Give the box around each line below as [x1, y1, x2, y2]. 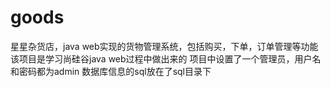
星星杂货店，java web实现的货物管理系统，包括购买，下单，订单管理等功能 [10, 40, 319, 52]
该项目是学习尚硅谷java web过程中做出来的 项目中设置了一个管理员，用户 [10, 52, 313, 65]
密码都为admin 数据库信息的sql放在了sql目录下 [18, 65, 212, 77]
